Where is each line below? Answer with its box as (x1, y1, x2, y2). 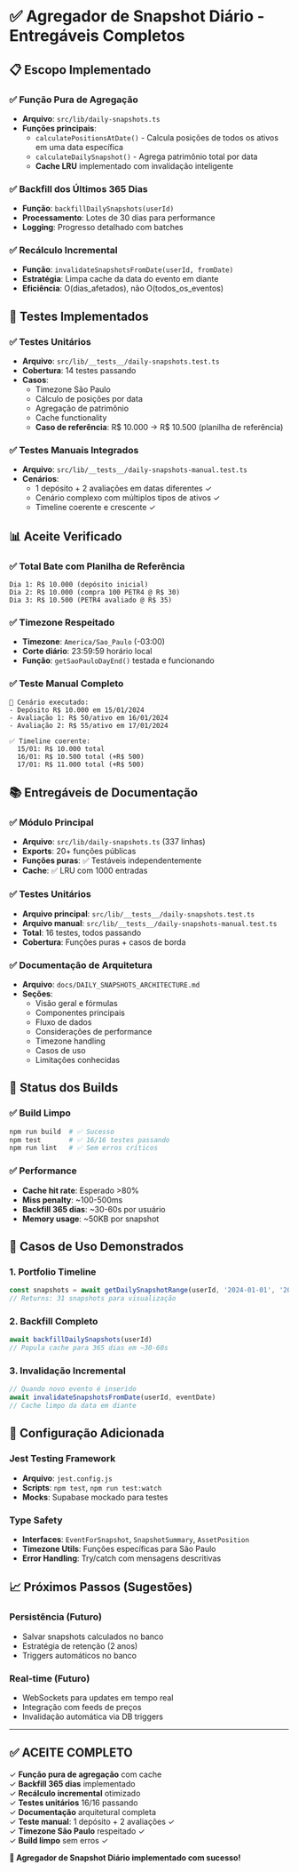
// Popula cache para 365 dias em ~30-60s (9, 1344, 169, 1353)
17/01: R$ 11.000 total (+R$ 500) (17, 760, 145, 769)
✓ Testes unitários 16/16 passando (9, 1797, 138, 1808)
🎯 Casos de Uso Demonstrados (9, 1239, 184, 1254)
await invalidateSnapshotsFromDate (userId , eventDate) (9, 1393, 216, 1402)
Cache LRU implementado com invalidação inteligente (35, 160, 233, 171)
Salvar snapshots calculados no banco (21, 1631, 164, 1642)
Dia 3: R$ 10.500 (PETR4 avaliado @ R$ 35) (9, 596, 173, 605)
